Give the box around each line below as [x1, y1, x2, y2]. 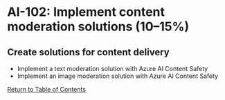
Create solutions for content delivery [7, 46, 170, 58]
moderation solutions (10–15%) [7, 19, 190, 34]
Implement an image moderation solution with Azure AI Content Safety [17, 72, 219, 80]
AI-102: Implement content [7, 4, 165, 20]
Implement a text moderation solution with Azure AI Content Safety [17, 65, 208, 72]
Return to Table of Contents [7, 86, 87, 93]
